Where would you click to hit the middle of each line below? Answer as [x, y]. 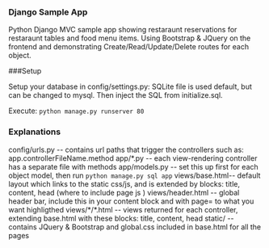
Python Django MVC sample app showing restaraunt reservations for [123, 30]
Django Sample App [48, 12]
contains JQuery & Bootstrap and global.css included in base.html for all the [135, 227]
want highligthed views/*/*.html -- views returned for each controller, [123, 209]
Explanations [35, 132]
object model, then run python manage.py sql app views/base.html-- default [134, 175]
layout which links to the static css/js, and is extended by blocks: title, [124, 183]
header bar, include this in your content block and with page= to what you [131, 201]
